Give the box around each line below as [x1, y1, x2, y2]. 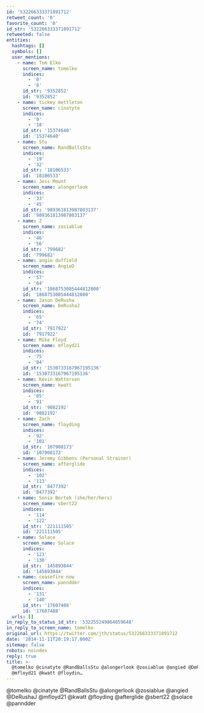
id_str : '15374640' [22, 128, 72, 134]
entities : [6, 37, 32, 43]
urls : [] [12, 613, 34, 620]
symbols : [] [12, 49, 42, 55]
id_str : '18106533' [22, 167, 72, 173]
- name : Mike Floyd [17, 337, 67, 343]
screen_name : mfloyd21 [22, 342, 80, 348]
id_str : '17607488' [22, 602, 72, 608]
